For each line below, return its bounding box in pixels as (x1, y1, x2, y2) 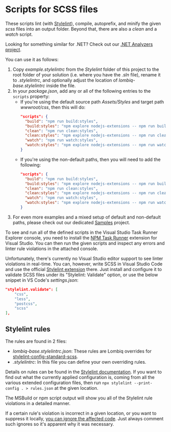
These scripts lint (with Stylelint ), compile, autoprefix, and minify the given (5, 20, 161, 26)
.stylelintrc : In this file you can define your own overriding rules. (12, 359, 147, 365)
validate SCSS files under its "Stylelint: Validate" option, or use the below (5, 272, 158, 278)
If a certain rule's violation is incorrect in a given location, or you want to (5, 410, 157, 416)
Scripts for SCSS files (5, 4, 98, 15)
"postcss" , (14, 301, 38, 306)
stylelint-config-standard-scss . (12, 354, 78, 360)
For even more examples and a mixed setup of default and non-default (12, 214, 161, 220)
